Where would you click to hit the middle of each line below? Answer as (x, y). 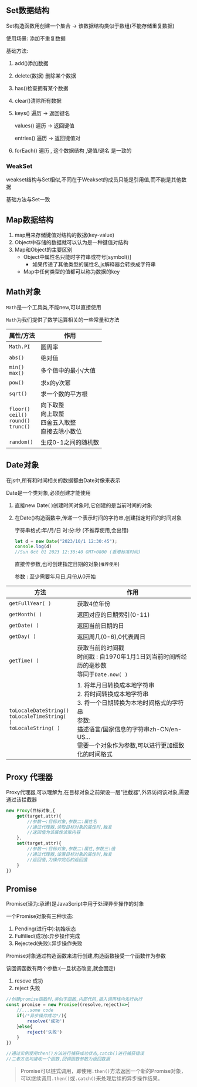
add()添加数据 (31, 63)
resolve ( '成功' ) (46, 1021)
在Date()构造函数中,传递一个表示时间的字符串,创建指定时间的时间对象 (98, 518)
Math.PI (20, 346)
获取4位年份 (94, 604)
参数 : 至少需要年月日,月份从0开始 (55, 576)
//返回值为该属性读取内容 (54, 832)
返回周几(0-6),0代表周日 (111, 637)
